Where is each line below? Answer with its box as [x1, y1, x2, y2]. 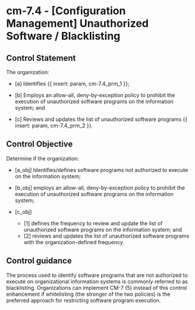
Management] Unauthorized [6, 17, 149, 30]
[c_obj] [14, 208, 32, 215]
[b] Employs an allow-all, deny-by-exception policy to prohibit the [14, 92, 175, 98]
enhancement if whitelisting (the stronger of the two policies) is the [6, 290, 171, 298]
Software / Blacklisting [6, 30, 121, 43]
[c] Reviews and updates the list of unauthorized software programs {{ [14, 116, 188, 123]
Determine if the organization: [6, 155, 79, 162]
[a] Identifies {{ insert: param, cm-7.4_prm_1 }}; [14, 80, 130, 87]
